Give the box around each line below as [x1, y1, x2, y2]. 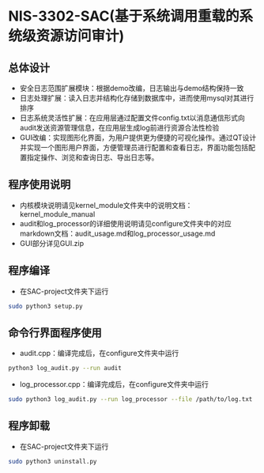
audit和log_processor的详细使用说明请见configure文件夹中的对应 [19, 218, 232, 228]
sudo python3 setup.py [8, 302, 83, 310]
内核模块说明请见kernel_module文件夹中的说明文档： [19, 200, 193, 210]
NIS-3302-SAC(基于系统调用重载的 [8, 7, 239, 25]
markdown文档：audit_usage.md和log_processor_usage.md [19, 229, 216, 238]
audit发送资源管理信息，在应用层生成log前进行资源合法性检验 [19, 123, 220, 132]
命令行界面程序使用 [8, 326, 102, 339]
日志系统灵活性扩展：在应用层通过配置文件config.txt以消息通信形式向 [19, 113, 245, 123]
